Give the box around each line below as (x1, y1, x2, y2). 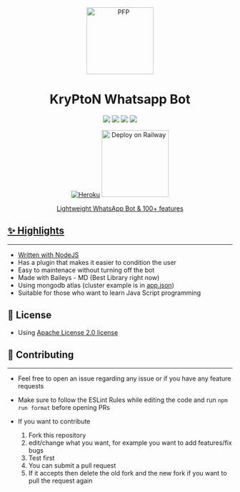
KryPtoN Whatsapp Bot (49, 91, 191, 108)
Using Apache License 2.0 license (17, 328, 119, 336)
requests (17, 382, 44, 391)
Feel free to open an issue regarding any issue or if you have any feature (17, 374, 231, 383)
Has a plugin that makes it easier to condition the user (17, 258, 177, 266)
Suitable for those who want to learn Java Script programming (17, 288, 201, 297)
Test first (28, 453, 55, 463)
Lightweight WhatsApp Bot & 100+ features (56, 204, 184, 213)
